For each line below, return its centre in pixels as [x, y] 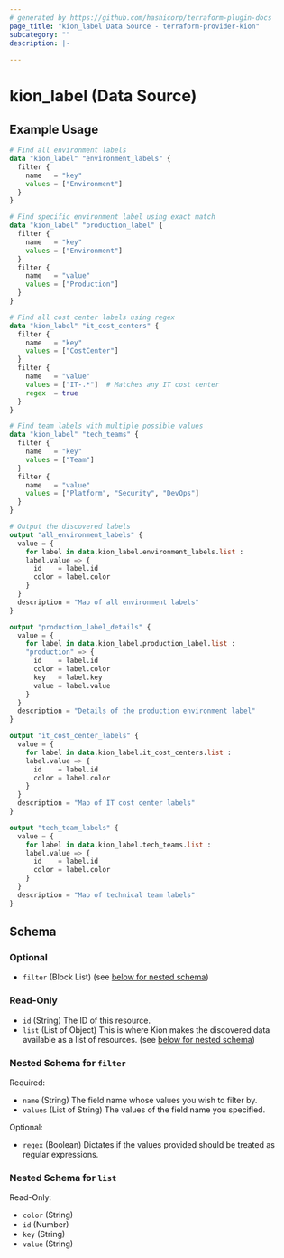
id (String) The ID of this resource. [87, 1020]
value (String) [48, 1244]
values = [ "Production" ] [72, 284]
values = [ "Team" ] [60, 459]
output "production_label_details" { [80, 627]
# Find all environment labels [68, 150]
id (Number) [46, 1225]
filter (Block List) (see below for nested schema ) [115, 977]
